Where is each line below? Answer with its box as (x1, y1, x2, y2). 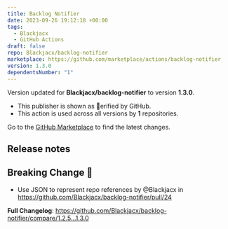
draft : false (7, 43, 46, 50)
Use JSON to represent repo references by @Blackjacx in (17, 185, 184, 193)
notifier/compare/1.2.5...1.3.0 (7, 214, 89, 222)
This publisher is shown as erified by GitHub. (17, 102, 152, 110)
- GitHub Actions (13, 36, 65, 43)
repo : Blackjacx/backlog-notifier (7, 50, 109, 57)
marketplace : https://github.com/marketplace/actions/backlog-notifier (7, 56, 221, 63)
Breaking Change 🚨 (7, 167, 93, 179)
